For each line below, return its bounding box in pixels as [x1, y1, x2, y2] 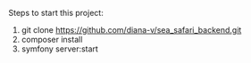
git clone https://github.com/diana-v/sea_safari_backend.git [21, 25, 242, 35]
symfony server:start [21, 43, 99, 54]
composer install [21, 35, 83, 44]
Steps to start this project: [8, 8, 104, 18]
